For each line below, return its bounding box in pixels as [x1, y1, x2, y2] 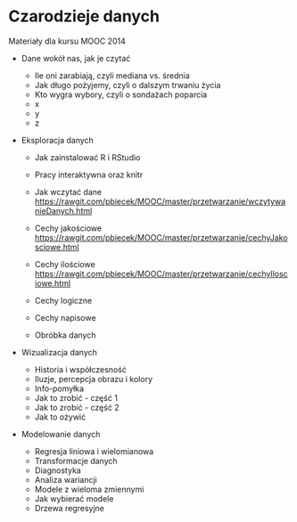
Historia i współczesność [34, 363, 127, 375]
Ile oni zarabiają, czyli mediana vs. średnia [34, 69, 191, 81]
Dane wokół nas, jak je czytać [21, 53, 131, 63]
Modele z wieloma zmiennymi [34, 484, 144, 494]
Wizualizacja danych [21, 347, 97, 357]
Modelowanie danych [21, 428, 101, 439]
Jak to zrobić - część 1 [34, 392, 118, 403]
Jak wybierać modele [34, 493, 114, 504]
